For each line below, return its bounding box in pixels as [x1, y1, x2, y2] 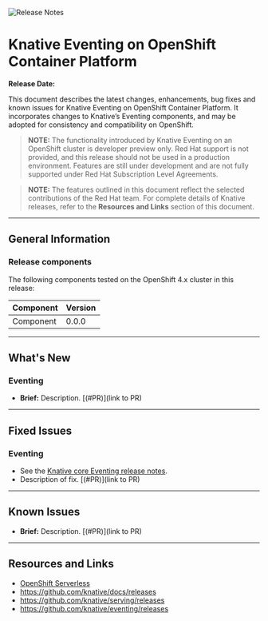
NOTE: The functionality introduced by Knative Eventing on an [27, 135, 233, 145]
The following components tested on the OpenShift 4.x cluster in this [8, 274, 234, 284]
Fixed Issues [8, 424, 73, 437]
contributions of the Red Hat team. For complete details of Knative [27, 193, 246, 203]
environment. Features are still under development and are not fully [27, 161, 249, 170]
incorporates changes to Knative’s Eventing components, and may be [8, 111, 237, 121]
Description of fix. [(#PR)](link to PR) [19, 475, 140, 484]
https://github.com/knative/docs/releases [19, 587, 157, 596]
